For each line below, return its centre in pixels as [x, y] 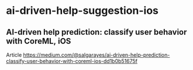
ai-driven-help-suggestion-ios [82, 11]
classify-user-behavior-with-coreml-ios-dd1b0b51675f [72, 61]
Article [14, 55]
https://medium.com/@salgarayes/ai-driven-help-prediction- [96, 55]
